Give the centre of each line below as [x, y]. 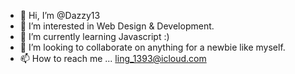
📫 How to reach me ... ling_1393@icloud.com [113, 58]
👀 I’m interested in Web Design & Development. [117, 26]
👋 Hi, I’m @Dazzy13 [60, 15]
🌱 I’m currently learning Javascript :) [94, 36]
